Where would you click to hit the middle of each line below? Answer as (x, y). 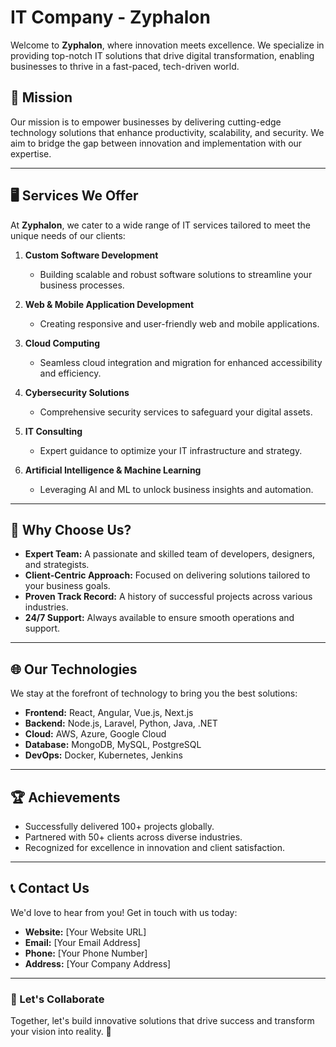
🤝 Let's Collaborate (57, 999)
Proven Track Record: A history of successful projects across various (168, 597)
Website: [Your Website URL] (85, 932)
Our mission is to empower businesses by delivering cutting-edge (146, 122)
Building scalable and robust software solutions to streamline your (176, 274)
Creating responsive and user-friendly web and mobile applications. (179, 323)
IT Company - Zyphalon (110, 17)
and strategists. (57, 565)
